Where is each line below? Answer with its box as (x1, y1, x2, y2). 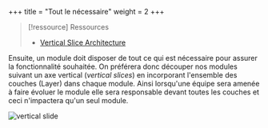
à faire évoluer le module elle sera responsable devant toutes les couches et (8, 87, 260, 97)
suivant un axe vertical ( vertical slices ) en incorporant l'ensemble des (8, 70, 238, 79)
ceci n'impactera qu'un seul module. (8, 96, 129, 105)
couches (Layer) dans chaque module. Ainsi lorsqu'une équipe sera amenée (8, 79, 260, 88)
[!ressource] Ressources (27, 22, 110, 31)
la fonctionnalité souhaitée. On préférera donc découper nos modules (8, 62, 238, 71)
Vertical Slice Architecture (39, 38, 126, 47)
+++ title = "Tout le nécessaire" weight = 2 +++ (8, 7, 165, 16)
